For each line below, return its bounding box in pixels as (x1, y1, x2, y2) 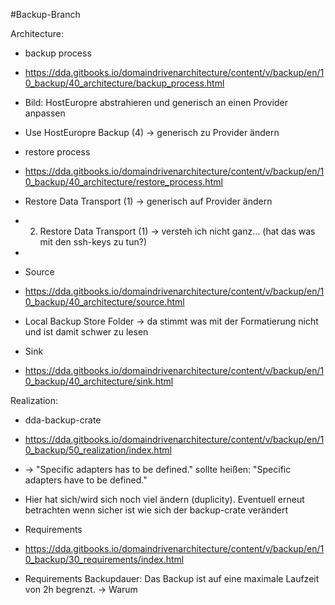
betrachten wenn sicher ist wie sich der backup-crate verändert (24, 504, 288, 516)
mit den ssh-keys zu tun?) (39, 236, 147, 248)
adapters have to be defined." (24, 474, 148, 486)
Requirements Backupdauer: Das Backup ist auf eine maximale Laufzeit (24, 573, 320, 584)
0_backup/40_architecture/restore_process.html (24, 176, 223, 188)
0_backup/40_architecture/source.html (24, 296, 185, 308)
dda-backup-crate (24, 414, 102, 426)
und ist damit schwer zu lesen (24, 326, 149, 338)
